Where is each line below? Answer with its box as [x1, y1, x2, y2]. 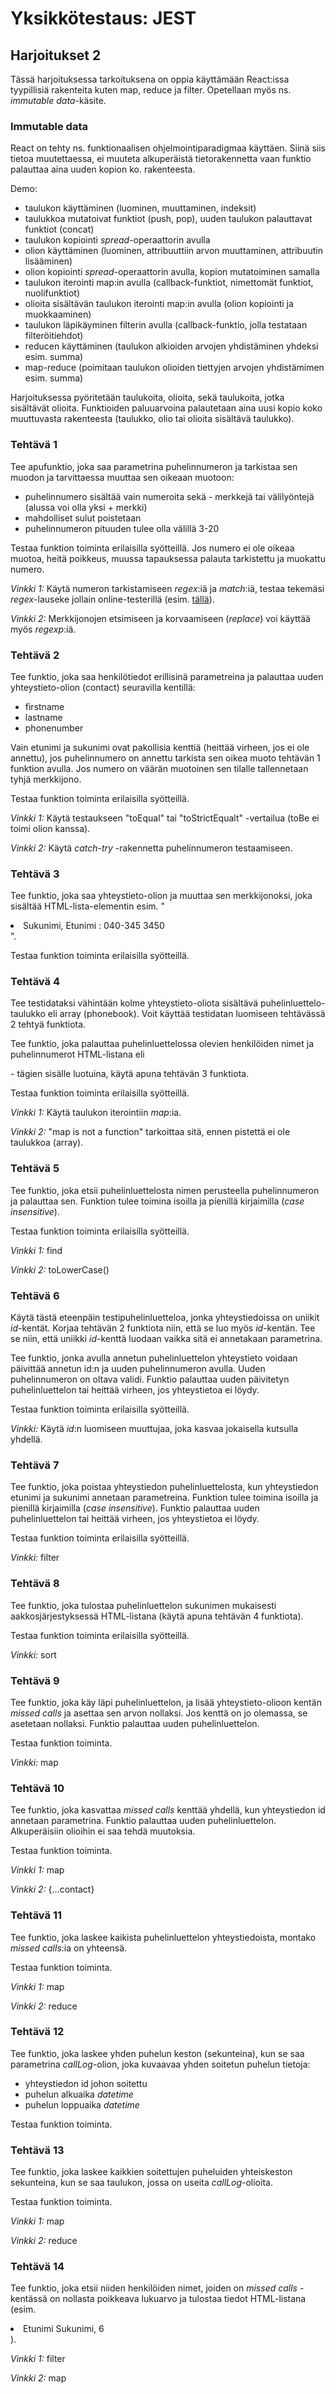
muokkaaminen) [24, 308, 92, 321]
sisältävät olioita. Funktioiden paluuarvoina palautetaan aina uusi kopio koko [10, 402, 323, 414]
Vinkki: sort [10, 1648, 57, 1661]
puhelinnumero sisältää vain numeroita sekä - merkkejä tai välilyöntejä [24, 490, 315, 502]
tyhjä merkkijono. [10, 773, 82, 785]
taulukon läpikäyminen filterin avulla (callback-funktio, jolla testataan [24, 319, 308, 331]
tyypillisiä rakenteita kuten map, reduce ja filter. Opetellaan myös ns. [10, 84, 292, 96]
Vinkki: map [10, 1756, 59, 1768]
